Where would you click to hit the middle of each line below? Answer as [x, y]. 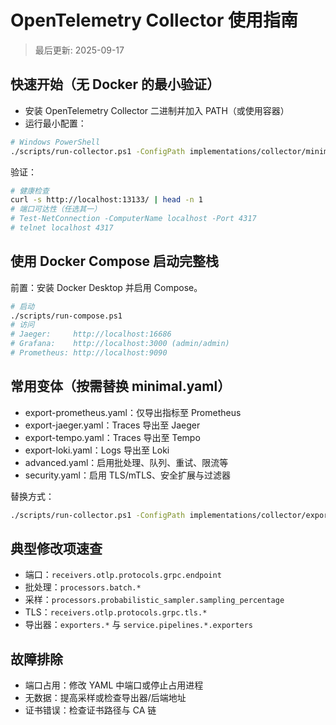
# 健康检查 [30, 191]
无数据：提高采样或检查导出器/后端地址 [105, 698]
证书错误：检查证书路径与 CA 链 [90, 710]
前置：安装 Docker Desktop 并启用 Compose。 [106, 287]
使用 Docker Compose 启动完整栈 [115, 261]
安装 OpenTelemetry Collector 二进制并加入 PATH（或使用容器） [157, 110]
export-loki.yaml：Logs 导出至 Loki [97, 450]
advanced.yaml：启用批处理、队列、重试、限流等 [126, 462]
